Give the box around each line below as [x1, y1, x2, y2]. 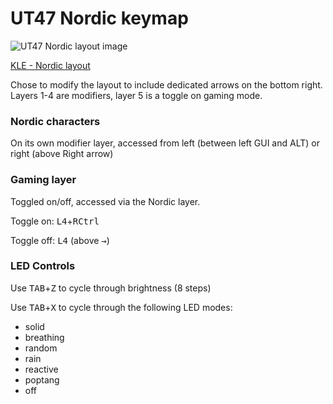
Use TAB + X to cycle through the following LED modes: [10, 301, 233, 313]
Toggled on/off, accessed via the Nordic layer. [10, 195, 201, 207]
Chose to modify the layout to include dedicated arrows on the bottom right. [10, 78, 323, 91]
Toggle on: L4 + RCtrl [10, 215, 100, 227]
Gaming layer [10, 173, 77, 187]
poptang [24, 373, 60, 386]
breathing [24, 331, 65, 343]
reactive [24, 363, 59, 375]
